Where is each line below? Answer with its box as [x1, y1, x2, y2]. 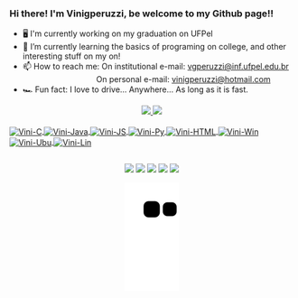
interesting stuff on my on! [22, 51, 121, 61]
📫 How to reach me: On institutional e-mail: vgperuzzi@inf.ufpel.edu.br [22, 61, 289, 72]
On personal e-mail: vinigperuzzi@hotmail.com [96, 74, 271, 85]
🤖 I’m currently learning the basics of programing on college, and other [22, 42, 287, 52]
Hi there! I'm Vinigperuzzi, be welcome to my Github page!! [9, 7, 274, 20]
